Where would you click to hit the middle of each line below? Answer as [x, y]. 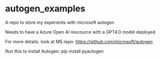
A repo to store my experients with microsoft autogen [60, 22]
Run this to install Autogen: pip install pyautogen [54, 51]
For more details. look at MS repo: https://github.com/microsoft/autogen [79, 41]
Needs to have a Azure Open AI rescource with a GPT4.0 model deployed [80, 32]
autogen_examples [45, 9]
